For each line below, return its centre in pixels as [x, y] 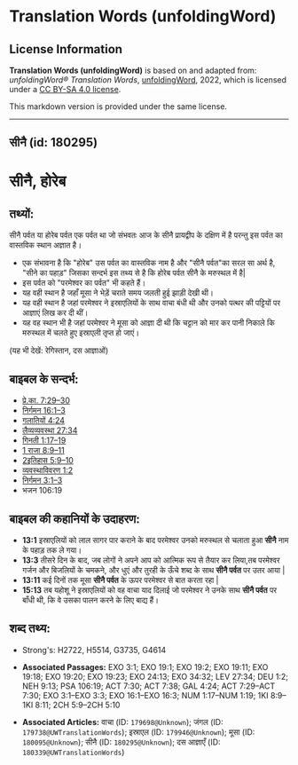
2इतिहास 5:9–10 [47, 461]
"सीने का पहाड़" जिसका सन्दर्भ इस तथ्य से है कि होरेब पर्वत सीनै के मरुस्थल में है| [133, 273]
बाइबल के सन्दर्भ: [44, 379]
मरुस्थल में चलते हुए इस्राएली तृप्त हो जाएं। [81, 333]
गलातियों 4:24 [43, 421]
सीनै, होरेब [38, 181]
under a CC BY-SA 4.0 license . [65, 89]
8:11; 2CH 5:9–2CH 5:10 [78, 705]
